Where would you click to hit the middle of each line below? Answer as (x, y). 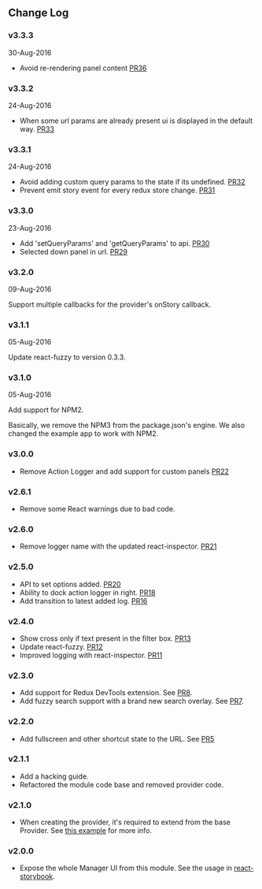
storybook (36, 876)
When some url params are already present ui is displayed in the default (136, 121)
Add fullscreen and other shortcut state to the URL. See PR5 (117, 738)
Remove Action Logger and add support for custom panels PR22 (124, 471)
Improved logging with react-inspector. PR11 (91, 655)
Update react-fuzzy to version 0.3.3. (67, 357)
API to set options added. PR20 (70, 584)
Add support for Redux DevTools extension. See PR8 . (106, 693)
